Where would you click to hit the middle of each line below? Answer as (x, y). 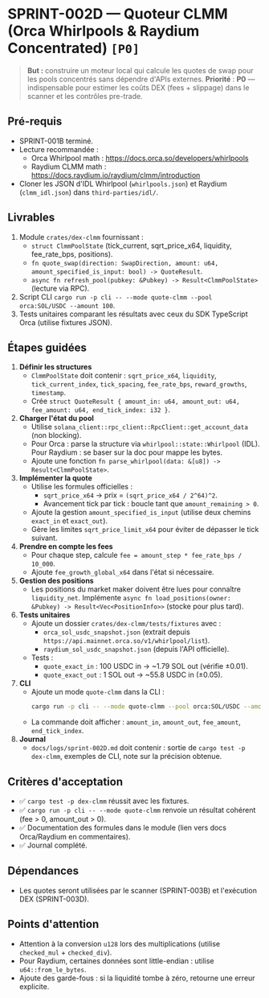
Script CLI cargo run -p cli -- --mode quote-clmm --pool (116, 297)
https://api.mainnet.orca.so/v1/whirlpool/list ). (126, 641)
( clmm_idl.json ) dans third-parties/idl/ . (88, 192)
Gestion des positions (56, 581)
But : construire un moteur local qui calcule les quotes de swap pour (140, 70)
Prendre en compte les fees (66, 546)
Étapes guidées (47, 347)
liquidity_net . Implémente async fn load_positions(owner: (131, 598)
